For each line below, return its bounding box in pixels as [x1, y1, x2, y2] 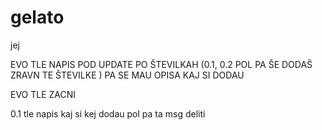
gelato [10, 6, 65, 29]
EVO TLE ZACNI [10, 88, 77, 100]
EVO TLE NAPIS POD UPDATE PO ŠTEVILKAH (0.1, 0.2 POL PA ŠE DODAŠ [10, 58, 313, 70]
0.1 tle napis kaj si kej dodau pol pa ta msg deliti [10, 107, 206, 120]
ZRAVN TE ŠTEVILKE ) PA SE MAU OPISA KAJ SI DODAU [10, 69, 245, 81]
